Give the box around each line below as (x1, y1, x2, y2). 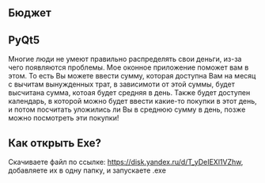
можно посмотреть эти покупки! (8, 113, 119, 123)
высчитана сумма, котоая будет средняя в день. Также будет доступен (8, 88, 251, 97)
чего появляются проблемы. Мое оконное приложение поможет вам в (8, 63, 249, 72)
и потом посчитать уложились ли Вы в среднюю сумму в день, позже (8, 105, 246, 114)
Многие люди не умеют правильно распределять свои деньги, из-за (8, 55, 242, 64)
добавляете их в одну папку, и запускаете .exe (8, 166, 166, 175)
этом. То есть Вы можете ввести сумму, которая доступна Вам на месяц (8, 71, 256, 81)
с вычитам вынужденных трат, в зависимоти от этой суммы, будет (8, 79, 235, 90)
